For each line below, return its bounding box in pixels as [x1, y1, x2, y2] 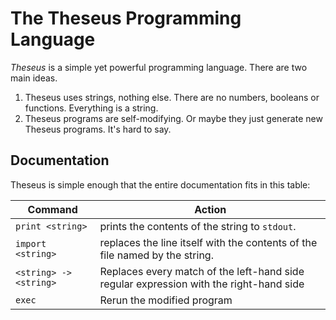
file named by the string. [99, 248, 214, 262]
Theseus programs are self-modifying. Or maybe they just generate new [24, 112, 323, 124]
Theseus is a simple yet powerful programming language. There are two [10, 61, 308, 73]
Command [27, 202, 78, 216]
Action [194, 202, 227, 216]
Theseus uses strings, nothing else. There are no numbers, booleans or [24, 91, 320, 103]
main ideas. [10, 72, 58, 84]
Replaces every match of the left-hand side [99, 264, 305, 278]
